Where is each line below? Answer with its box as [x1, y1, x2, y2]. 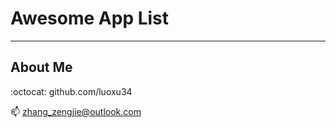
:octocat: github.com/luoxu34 [10, 85, 133, 97]
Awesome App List [10, 7, 170, 30]
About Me [10, 59, 73, 76]
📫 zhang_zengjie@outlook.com [10, 105, 142, 117]
